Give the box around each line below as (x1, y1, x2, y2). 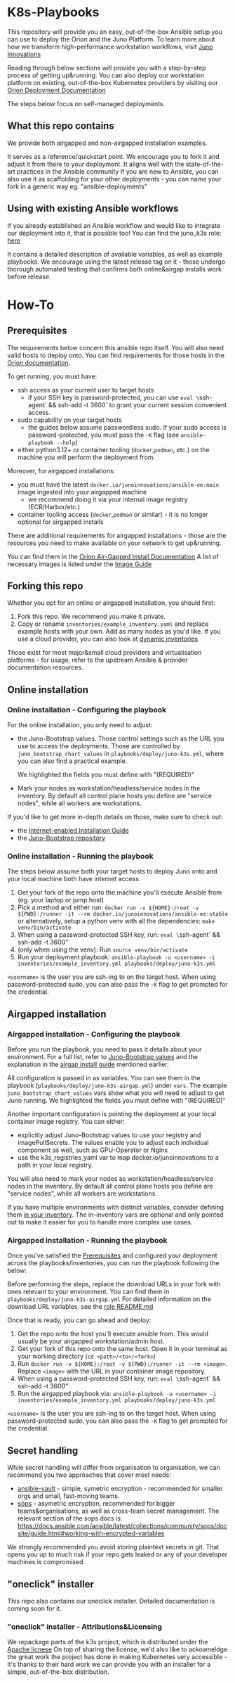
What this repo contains (7, 120, 114, 132)
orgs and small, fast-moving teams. (17, 1492, 120, 1500)
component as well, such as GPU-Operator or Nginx (17, 1146, 168, 1154)
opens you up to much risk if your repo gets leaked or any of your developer (7, 1550, 228, 1559)
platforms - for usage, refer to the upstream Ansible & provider (7, 655, 188, 665)
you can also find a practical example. (17, 757, 128, 765)
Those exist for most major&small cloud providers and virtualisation (7, 648, 202, 657)
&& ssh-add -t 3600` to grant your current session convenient (48, 400, 227, 409)
